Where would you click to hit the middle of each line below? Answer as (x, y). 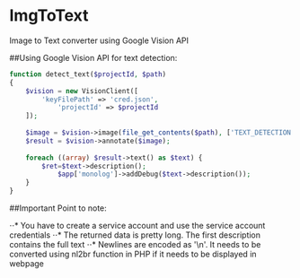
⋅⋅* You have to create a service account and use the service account (137, 226)
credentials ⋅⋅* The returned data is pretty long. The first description (135, 235)
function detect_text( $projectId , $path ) (88, 74)
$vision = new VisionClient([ (82, 91)
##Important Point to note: (58, 208)
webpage (27, 264)
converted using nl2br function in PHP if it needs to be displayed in (133, 254)
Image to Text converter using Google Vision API (99, 40)
